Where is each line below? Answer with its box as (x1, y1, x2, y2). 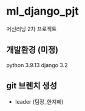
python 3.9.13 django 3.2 (6, 61, 68, 68)
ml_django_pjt (6, 4, 79, 18)
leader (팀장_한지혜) (15, 98, 64, 105)
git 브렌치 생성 (6, 81, 58, 91)
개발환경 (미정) (6, 45, 59, 56)
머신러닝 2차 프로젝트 (6, 25, 57, 32)
